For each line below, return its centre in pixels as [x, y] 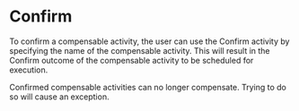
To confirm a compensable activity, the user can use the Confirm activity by [149, 41]
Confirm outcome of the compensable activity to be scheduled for [132, 60]
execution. [29, 70]
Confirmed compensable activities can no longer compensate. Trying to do [148, 87]
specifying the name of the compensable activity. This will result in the [140, 50]
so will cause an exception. [59, 97]
